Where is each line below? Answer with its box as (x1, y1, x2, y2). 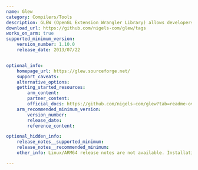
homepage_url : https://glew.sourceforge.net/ (16, 68, 131, 74)
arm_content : (27, 90, 60, 96)
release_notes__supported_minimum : (16, 139, 104, 145)
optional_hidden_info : (6, 134, 62, 139)
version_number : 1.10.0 (16, 42, 75, 48)
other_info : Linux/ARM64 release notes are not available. (16, 150, 165, 156)
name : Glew (6, 8, 33, 15)
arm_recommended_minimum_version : (16, 106, 101, 112)
